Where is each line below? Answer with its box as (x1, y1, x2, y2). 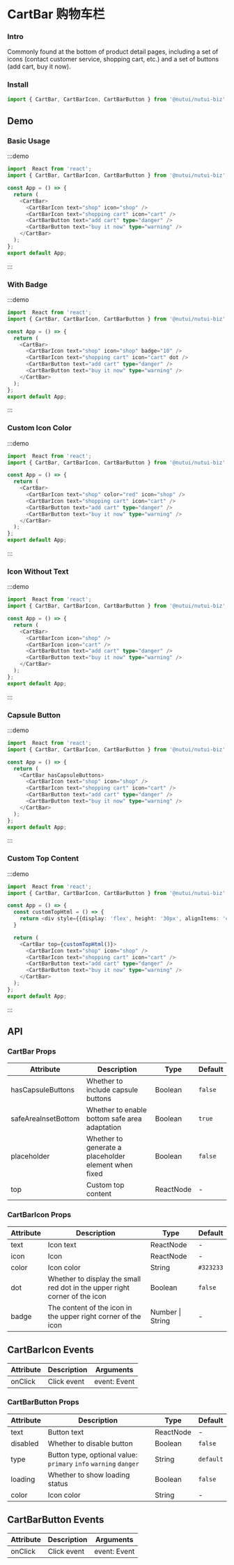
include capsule (86, 1085, 139, 1095)
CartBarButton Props (7, 1397, 79, 1407)
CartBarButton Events (7, 1514, 104, 1526)
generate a (86, 1143, 122, 1153)
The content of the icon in (47, 1302, 132, 1312)
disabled (10, 1439, 39, 1448)
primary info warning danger (47, 1460, 139, 1468)
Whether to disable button (47, 1439, 134, 1448)
